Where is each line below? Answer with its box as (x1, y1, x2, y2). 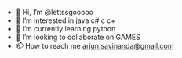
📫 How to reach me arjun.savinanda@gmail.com (15, 42, 174, 50)
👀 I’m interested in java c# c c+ (15, 16, 116, 25)
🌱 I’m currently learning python (15, 24, 116, 33)
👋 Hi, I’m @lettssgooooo (15, 8, 94, 16)
